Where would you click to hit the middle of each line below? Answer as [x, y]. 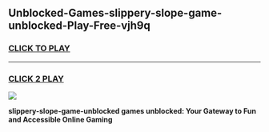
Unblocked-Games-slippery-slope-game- [115, 13]
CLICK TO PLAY [39, 49]
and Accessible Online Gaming [60, 119]
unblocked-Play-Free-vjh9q [79, 26]
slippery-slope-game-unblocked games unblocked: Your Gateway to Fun [132, 110]
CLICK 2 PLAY [36, 78]
